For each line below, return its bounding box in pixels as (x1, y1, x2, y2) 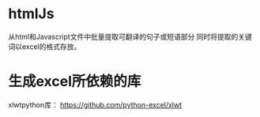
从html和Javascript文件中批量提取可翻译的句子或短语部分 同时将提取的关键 (8, 32, 253, 41)
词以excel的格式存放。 (8, 41, 81, 51)
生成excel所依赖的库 (8, 73, 141, 91)
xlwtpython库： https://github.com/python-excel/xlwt (8, 100, 183, 109)
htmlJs (8, 5, 55, 23)
